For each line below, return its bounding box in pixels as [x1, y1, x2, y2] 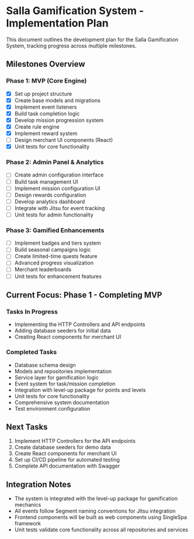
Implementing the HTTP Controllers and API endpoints [14, 321, 145, 328]
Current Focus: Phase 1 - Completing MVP [6, 290, 162, 300]
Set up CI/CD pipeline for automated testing [14, 456, 120, 463]
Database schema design [14, 361, 76, 368]
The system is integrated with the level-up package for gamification [14, 495, 178, 502]
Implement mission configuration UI [14, 185, 101, 192]
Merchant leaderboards [14, 266, 72, 273]
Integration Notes [6, 479, 71, 489]
